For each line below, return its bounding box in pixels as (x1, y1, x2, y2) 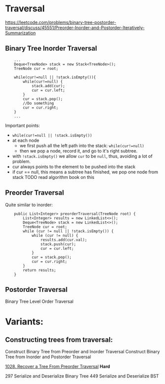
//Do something (23, 101, 54, 106)
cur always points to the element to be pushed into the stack (12, 164, 136, 169)
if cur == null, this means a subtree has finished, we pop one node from (12, 169, 158, 175)
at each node (12, 137, 40, 143)
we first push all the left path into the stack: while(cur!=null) (19, 142, 145, 149)
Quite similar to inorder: (5, 202, 53, 208)
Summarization (5, 30, 36, 36)
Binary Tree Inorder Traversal (5, 44, 97, 53)
